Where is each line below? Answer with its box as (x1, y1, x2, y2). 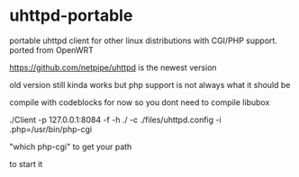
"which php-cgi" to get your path (9, 141, 132, 152)
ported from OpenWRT (9, 44, 95, 55)
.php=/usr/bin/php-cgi (9, 123, 93, 135)
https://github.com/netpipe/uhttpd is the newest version (9, 62, 218, 73)
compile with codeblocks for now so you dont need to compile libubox (9, 96, 270, 108)
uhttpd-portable (9, 5, 133, 26)
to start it (9, 158, 43, 169)
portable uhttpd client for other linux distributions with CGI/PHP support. (9, 35, 277, 46)
